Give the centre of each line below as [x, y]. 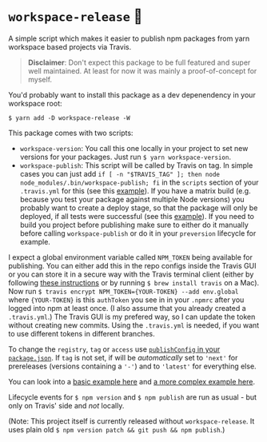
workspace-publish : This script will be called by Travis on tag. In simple [136, 165]
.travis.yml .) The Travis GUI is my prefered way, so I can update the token [132, 317]
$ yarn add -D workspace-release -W [69, 118]
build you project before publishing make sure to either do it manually [134, 225]
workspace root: [35, 103]
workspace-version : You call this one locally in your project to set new [134, 148]
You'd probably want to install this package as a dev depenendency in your [132, 94]
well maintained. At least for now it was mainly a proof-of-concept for [142, 70]
